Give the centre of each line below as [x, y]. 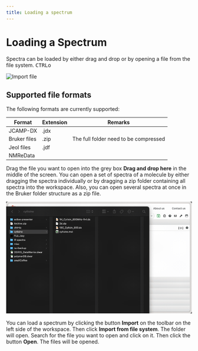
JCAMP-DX [23, 131]
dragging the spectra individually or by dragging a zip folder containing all [96, 181]
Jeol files [20, 147]
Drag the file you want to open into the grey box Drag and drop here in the [96, 169]
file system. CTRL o [29, 65]
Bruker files [22, 139]
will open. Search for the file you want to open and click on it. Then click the [98, 335]
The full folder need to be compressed [119, 139]
